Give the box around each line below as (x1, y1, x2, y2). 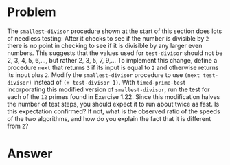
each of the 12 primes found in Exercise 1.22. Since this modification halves (7, 92, 220, 100)
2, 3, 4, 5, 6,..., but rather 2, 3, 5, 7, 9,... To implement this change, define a (7, 56, 218, 64)
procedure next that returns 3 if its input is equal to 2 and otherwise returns (7, 63, 219, 71)
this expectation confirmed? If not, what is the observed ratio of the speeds (7, 107, 221, 115)
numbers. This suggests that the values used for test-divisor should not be (7, 49, 223, 57)
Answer (7, 146, 53, 162)
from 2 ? (7, 122, 29, 130)
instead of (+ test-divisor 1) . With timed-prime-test (33, 78, 187, 86)
